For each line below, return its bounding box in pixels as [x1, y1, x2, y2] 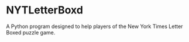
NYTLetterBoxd [6, 3, 84, 17]
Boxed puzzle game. [6, 29, 56, 36]
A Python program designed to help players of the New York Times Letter [6, 23, 183, 30]
